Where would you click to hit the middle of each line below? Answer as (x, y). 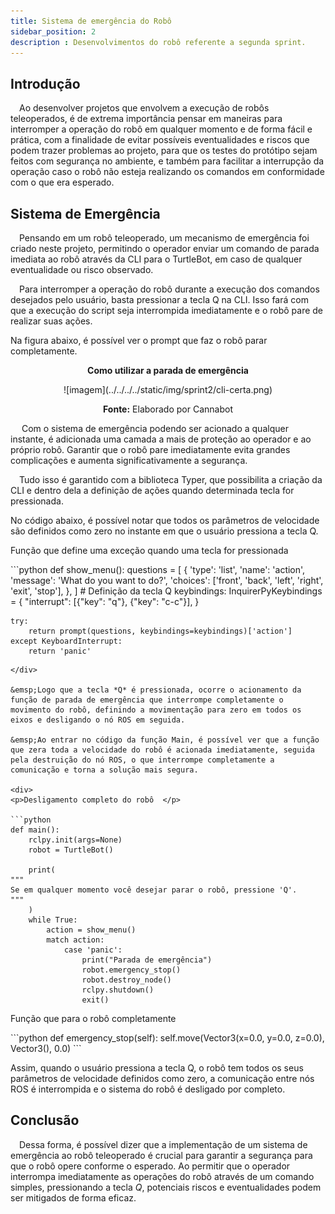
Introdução (45, 83)
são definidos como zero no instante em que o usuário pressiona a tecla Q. (164, 531)
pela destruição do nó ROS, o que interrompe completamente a (142, 760)
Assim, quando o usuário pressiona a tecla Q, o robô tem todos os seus (157, 1068)
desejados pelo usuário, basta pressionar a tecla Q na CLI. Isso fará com (159, 299)
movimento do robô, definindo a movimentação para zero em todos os (156, 710)
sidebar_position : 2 (53, 31)
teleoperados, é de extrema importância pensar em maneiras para (146, 119)
